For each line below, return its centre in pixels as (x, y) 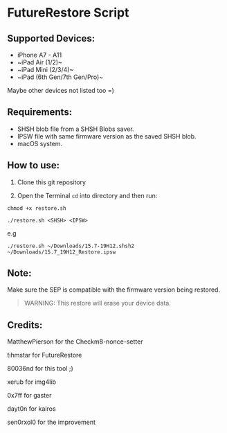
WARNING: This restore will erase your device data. (97, 303)
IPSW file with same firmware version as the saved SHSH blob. (107, 136)
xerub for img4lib (32, 382)
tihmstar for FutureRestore (45, 355)
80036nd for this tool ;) (40, 369)
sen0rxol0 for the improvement (51, 422)
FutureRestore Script (68, 13)
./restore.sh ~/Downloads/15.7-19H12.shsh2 (71, 246)
